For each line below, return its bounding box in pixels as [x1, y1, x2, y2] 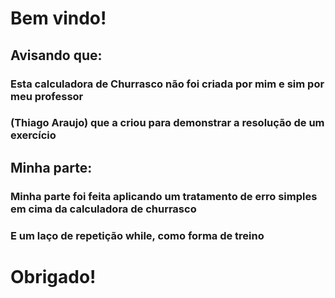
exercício [10, 128, 57, 142]
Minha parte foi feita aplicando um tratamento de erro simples [10, 189, 318, 203]
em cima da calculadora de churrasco [10, 202, 197, 216]
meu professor [10, 89, 84, 103]
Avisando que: [10, 47, 103, 64]
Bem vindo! [10, 7, 107, 30]
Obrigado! [10, 265, 97, 288]
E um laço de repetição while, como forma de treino [10, 228, 265, 242]
